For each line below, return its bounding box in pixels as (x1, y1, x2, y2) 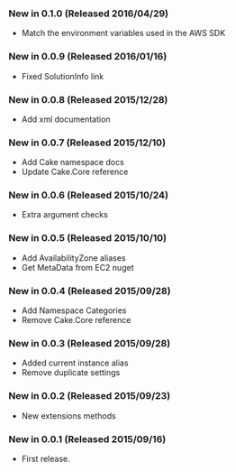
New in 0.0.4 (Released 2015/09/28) (8, 284, 172, 297)
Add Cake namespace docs (21, 157, 125, 168)
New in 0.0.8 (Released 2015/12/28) (8, 93, 168, 106)
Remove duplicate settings (21, 367, 121, 378)
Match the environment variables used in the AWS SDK (21, 28, 226, 39)
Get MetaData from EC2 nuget (21, 262, 134, 272)
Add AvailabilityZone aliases (21, 252, 127, 263)
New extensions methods (21, 410, 116, 421)
